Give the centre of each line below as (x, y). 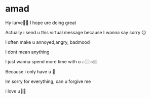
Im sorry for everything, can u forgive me (48, 81)
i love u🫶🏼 (16, 91)
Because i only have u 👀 (30, 71)
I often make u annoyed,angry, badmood (48, 42)
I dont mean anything (27, 52)
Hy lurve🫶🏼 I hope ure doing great (41, 23)
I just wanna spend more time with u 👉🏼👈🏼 (51, 61)
